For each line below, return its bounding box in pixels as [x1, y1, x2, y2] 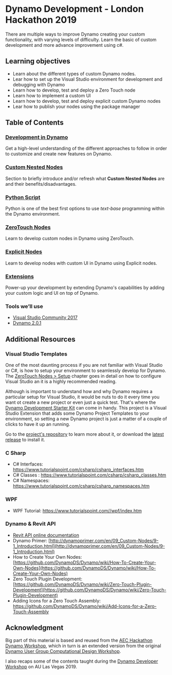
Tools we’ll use [5, 303, 44, 310]
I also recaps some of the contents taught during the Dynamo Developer [5, 658, 158, 664]
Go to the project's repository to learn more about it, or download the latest [5, 431, 164, 437]
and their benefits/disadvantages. [5, 181, 77, 187]
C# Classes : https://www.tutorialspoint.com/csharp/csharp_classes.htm [12, 472, 166, 478]
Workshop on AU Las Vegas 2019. [5, 663, 77, 669]
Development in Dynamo [5, 134, 68, 141]
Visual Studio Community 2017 [12, 314, 78, 321]
